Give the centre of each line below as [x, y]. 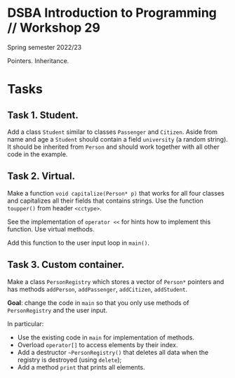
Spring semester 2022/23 [45, 47]
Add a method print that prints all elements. [81, 367]
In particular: [26, 323]
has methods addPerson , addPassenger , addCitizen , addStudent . [98, 289]
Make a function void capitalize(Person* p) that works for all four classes [116, 193]
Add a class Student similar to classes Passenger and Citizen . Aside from [112, 132]
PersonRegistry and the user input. [57, 310]
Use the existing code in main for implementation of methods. [106, 337]
